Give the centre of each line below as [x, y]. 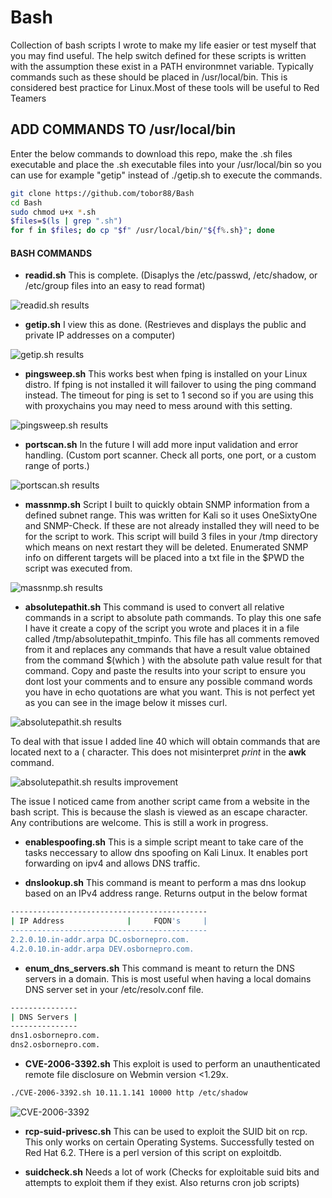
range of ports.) [57, 466]
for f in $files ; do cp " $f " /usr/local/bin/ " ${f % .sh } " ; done [142, 231]
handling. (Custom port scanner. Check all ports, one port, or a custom [170, 455]
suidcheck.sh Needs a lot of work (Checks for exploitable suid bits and [172, 1172]
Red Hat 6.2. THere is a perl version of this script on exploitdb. [153, 1152]
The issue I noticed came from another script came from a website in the [160, 802]
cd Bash [26, 202]
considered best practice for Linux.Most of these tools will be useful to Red [165, 87]
